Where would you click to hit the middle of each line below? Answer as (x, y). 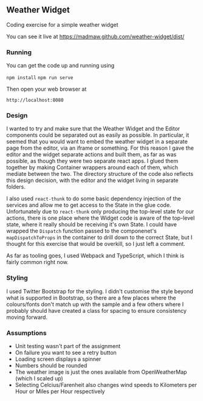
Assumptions (26, 333)
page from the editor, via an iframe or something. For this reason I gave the (100, 148)
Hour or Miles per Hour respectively (60, 391)
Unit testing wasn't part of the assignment (68, 346)
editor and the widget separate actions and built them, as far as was (91, 155)
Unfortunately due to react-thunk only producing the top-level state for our (100, 212)
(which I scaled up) (39, 378)
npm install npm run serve (40, 78)
